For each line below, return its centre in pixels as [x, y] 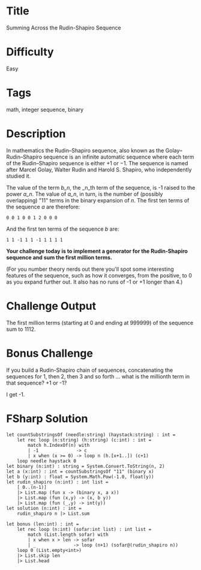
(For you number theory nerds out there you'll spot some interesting [90, 269]
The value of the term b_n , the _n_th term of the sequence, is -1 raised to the [101, 187]
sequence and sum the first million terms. [59, 257]
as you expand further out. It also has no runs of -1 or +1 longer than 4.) [94, 282]
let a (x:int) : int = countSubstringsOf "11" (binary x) [80, 471]
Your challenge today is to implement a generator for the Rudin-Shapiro [97, 251]
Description [36, 134]
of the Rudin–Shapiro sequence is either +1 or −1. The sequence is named [97, 163]
